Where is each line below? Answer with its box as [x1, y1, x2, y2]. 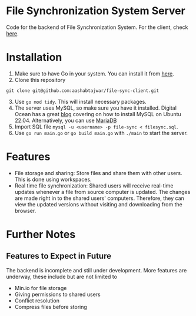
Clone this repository [14, 76, 66, 83]
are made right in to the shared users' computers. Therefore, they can [14, 195, 184, 202]
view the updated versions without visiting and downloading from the [14, 200, 182, 208]
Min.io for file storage [14, 284, 67, 291]
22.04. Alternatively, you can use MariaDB [14, 117, 117, 124]
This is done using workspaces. [14, 176, 92, 183]
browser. [14, 207, 36, 214]
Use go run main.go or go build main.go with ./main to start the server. [14, 129, 188, 136]
